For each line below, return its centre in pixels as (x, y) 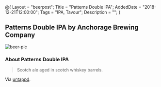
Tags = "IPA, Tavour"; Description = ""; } (80, 12)
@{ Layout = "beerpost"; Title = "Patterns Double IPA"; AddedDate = (73, 7)
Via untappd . (18, 79)
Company (20, 35)
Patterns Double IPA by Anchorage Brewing (72, 27)
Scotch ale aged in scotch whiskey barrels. (60, 70)
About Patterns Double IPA (37, 59)
